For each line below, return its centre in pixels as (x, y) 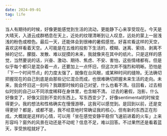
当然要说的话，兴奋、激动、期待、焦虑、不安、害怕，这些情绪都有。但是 (88, 60)
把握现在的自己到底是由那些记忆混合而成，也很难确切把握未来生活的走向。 (81, 79)
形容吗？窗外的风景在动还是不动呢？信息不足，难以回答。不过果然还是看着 (81, 122)
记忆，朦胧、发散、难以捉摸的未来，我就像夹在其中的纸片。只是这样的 (85, 54)
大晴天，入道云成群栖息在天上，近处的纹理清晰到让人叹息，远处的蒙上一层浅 (83, 35)
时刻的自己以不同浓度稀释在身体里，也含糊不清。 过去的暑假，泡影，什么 (84, 91)
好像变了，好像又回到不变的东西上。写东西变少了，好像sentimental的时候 (80, 97)
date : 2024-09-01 (23, 10)
